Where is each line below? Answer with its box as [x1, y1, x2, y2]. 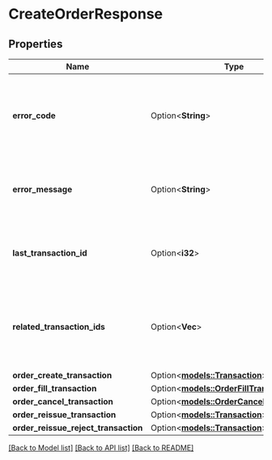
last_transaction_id [12, 247, 87, 259]
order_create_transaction [12, 369, 113, 381]
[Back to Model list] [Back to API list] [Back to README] [8, 443, 194, 453]
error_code [12, 110, 57, 121]
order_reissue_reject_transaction [12, 422, 143, 433]
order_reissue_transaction [12, 409, 117, 420]
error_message [12, 184, 73, 195]
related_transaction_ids [12, 321, 105, 332]
